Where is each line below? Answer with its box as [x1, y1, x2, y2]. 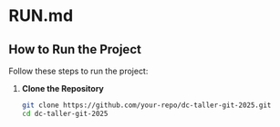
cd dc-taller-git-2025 [21, 109, 109, 118]
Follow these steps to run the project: [8, 65, 149, 76]
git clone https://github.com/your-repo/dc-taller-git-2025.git [21, 101, 272, 110]
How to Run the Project [8, 42, 142, 57]
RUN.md [8, 5, 74, 26]
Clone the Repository [21, 83, 104, 93]
